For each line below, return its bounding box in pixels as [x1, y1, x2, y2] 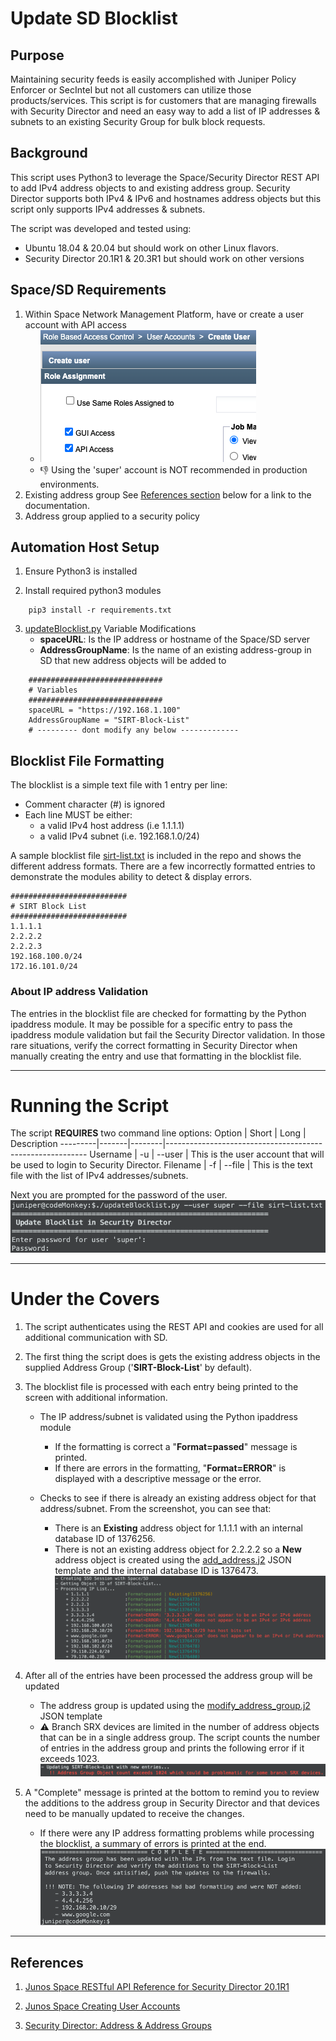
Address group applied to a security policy [24, 510, 200, 522]
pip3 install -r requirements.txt [28, 605, 172, 616]
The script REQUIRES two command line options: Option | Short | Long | [10, 1127, 307, 1139]
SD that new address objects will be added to [39, 655, 227, 667]
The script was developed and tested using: [10, 222, 192, 234]
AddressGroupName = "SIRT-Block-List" [28, 715, 190, 726]
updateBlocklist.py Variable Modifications [24, 623, 197, 635]
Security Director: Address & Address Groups [24, 2020, 212, 2032]
